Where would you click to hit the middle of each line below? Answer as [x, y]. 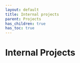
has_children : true [25, 24]
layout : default [22, 10]
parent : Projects [23, 19]
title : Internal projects [32, 14]
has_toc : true [20, 28]
